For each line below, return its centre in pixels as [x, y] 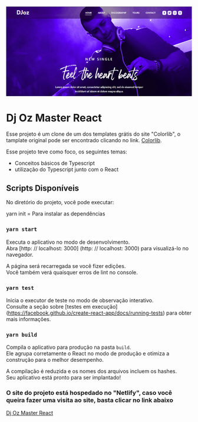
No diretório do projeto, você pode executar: [60, 202]
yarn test [20, 288]
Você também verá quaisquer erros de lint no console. [72, 272]
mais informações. [29, 319]
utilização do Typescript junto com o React [67, 169]
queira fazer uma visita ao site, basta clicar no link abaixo [90, 400]
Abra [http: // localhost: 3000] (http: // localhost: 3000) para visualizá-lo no [98, 248]
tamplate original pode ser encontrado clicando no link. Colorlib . [84, 140]
